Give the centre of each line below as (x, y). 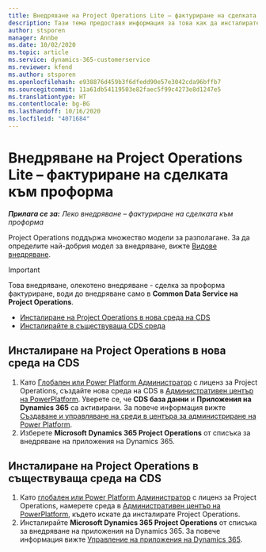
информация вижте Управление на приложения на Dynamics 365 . (131, 539)
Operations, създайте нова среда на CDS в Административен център (137, 390)
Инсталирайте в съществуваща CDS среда (93, 325)
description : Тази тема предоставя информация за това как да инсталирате (134, 23)
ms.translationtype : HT (47, 97)
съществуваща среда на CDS (85, 479)
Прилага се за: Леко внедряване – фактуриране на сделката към (121, 213)
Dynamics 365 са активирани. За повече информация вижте (123, 407)
